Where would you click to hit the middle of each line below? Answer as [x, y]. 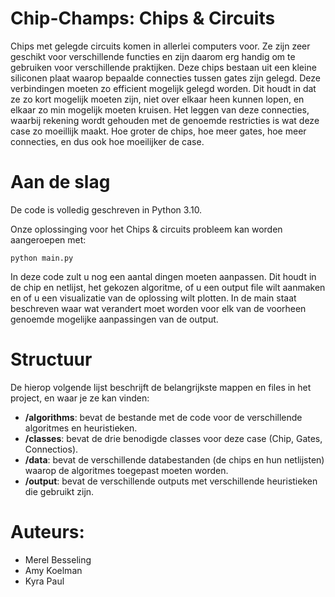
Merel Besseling [58, 559]
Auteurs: [47, 532]
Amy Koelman [53, 570]
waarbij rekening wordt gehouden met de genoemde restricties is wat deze [165, 120]
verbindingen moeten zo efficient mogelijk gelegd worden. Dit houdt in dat [163, 88]
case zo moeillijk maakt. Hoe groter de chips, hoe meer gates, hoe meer [158, 131]
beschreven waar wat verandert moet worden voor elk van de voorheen [158, 308]
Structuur [51, 359]
